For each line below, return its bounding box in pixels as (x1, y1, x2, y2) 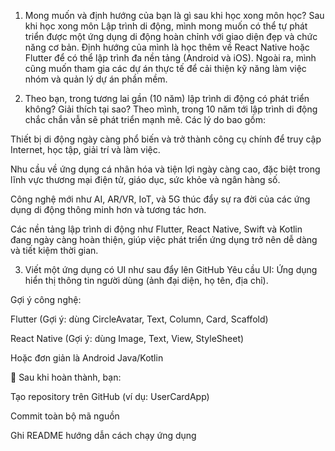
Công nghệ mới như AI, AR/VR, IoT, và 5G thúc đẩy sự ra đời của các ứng (10, 193, 311, 205)
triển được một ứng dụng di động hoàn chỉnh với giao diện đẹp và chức (24, 31, 318, 42)
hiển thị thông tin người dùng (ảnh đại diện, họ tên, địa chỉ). (24, 275, 269, 286)
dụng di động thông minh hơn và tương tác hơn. (10, 204, 207, 215)
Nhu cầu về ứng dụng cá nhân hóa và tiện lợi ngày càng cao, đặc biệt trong (10, 163, 321, 175)
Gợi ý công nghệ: (10, 294, 82, 305)
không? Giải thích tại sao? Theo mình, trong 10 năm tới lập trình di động (24, 103, 318, 115)
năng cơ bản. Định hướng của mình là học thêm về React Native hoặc (24, 41, 310, 53)
